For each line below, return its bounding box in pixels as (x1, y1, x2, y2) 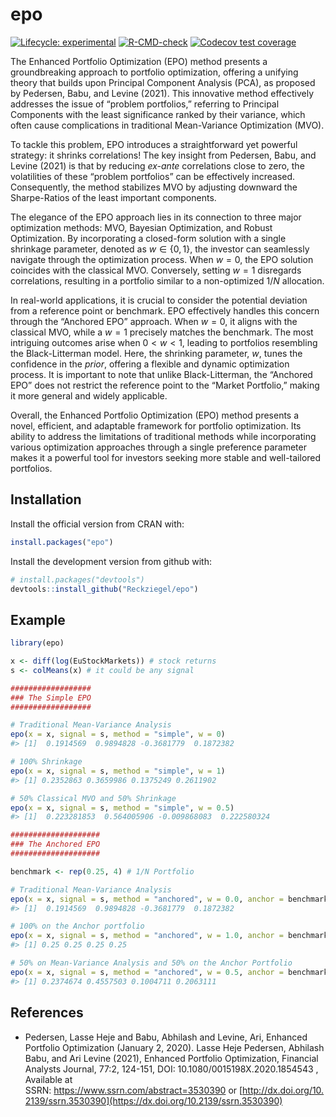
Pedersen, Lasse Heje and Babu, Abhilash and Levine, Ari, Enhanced (24, 1031, 308, 1043)
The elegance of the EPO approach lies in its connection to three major (10, 211, 302, 223)
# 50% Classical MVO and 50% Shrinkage (10, 793, 177, 803)
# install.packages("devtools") (10, 574, 145, 585)
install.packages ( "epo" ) (10, 537, 114, 547)
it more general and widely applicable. (10, 389, 168, 402)
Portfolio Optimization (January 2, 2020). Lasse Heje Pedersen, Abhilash (24, 1041, 325, 1053)
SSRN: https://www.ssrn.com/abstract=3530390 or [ (24, 1084, 243, 1096)
